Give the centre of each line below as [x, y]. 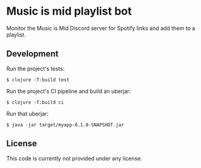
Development [33, 54]
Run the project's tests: [35, 68]
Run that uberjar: [27, 114]
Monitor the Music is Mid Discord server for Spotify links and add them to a [101, 28]
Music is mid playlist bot [69, 11]
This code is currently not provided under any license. [74, 158]
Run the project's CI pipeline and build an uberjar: [69, 91]
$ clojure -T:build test [38, 80]
